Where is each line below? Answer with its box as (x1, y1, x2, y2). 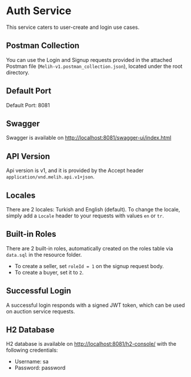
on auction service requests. (6, 307, 75, 315)
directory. (6, 69, 29, 76)
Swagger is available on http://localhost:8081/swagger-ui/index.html (6, 134, 172, 141)
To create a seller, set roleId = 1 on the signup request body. (14, 262, 165, 269)
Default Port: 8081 (6, 101, 50, 108)
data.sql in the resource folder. (6, 251, 82, 258)
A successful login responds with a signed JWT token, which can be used (6, 302, 185, 309)
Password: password (14, 364, 66, 372)
